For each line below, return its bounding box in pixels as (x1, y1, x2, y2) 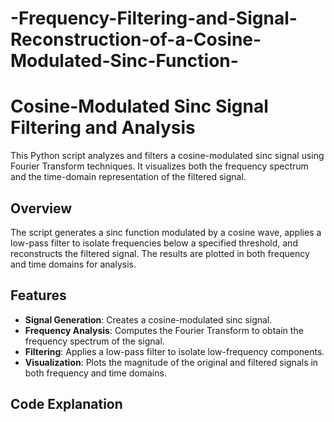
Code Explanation (10, 396, 123, 413)
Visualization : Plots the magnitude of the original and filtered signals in (24, 356, 319, 368)
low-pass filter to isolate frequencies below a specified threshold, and (10, 237, 298, 249)
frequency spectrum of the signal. (24, 335, 165, 347)
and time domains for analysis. (10, 258, 137, 270)
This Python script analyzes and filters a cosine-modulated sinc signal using (10, 150, 325, 162)
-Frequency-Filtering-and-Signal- (10, 7, 298, 30)
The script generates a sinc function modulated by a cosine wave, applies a (10, 226, 322, 238)
